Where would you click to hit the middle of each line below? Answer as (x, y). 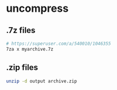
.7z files (21, 30)
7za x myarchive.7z (30, 49)
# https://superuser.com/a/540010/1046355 (58, 44)
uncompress (37, 9)
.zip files (22, 67)
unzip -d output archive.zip (42, 81)
